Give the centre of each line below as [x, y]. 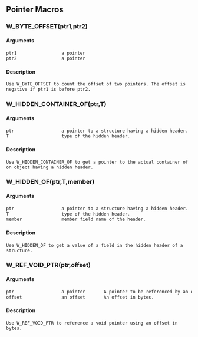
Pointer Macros [35, 10]
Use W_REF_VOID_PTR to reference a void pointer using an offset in [92, 323]
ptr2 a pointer [46, 58]
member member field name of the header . [76, 219]
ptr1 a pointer [46, 53]
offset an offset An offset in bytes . [80, 297]
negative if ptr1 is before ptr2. [49, 90]
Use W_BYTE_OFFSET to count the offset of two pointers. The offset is [96, 84]
